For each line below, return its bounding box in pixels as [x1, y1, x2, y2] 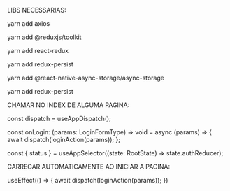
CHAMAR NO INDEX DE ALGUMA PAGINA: [7, 101, 130, 109]
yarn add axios [7, 20, 50, 27]
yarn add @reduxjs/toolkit [7, 33, 82, 41]
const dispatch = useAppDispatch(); [7, 115, 112, 122]
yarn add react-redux [7, 47, 69, 55]
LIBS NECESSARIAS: [7, 6, 66, 14]
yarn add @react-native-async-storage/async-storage [7, 73, 164, 82]
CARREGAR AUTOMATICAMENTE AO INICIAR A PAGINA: [7, 162, 171, 171]
